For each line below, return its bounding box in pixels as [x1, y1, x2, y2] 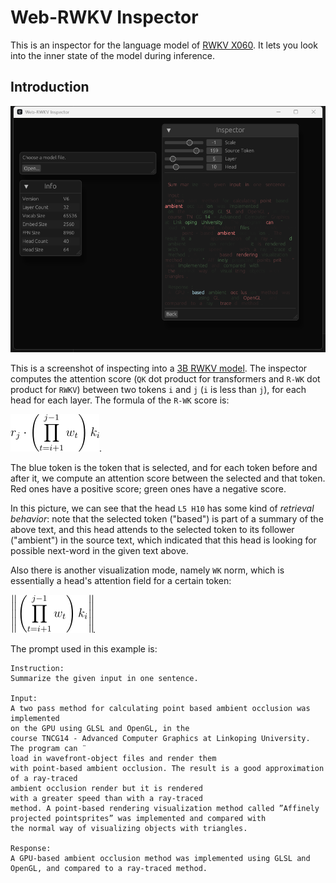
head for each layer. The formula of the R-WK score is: [10, 394, 230, 406]
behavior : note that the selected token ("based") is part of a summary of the [10, 513, 324, 525]
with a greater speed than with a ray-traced [10, 794, 203, 804]
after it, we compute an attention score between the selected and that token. [10, 472, 326, 485]
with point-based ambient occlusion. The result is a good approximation [10, 764, 325, 774]
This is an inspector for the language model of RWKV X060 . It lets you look [10, 39, 318, 51]
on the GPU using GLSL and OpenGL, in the [10, 724, 190, 734]
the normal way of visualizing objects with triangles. [10, 824, 248, 834]
